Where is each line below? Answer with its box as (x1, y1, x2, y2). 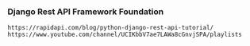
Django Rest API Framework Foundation (7, 6, 164, 17)
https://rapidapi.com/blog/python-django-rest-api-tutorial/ (7, 24, 214, 32)
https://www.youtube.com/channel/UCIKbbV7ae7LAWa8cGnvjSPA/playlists (7, 30, 243, 39)
